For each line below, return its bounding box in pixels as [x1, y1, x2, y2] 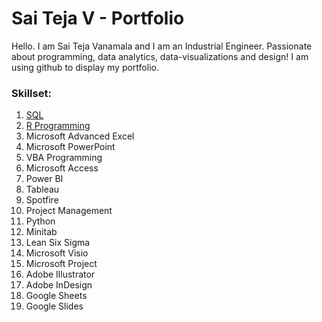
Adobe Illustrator [25, 268, 96, 281]
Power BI [25, 173, 64, 185]
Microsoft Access [25, 162, 99, 174]
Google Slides [25, 300, 84, 312]
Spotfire [25, 194, 59, 206]
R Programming [25, 120, 91, 132]
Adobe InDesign [25, 279, 93, 291]
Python [25, 215, 56, 227]
